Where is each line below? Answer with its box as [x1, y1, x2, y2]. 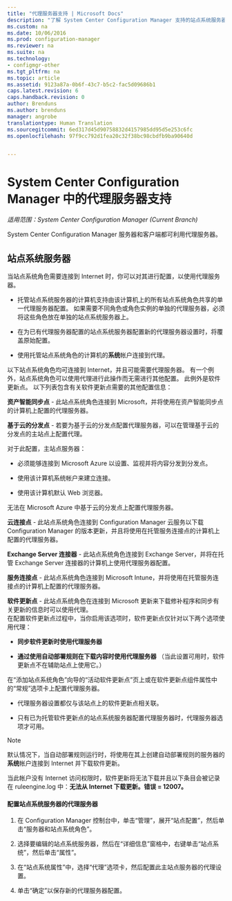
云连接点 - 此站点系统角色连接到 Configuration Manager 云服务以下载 [7, 518, 204, 526]
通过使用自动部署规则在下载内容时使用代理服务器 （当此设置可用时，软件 [17, 652, 225, 660]
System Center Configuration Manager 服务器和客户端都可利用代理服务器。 [7, 230, 222, 239]
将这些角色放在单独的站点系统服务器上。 [17, 313, 133, 321]
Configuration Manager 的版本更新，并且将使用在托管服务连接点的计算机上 [7, 527, 220, 535]
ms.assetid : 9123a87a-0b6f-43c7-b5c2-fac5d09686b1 [7, 81, 156, 88]
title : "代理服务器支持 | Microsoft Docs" [7, 10, 124, 17]
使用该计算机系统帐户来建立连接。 [17, 474, 115, 482]
